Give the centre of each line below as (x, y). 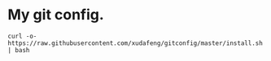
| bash (19, 50)
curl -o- (22, 36)
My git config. (56, 15)
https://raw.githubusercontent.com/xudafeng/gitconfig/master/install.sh (135, 43)
